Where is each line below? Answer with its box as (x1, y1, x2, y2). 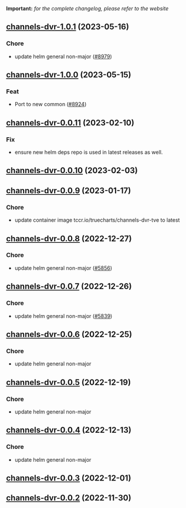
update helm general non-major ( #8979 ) (14, 53, 113, 60)
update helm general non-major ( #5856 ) (14, 264, 113, 272)
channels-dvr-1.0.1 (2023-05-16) (6, 22, 129, 32)
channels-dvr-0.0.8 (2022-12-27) (6, 233, 132, 243)
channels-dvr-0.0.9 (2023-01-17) (6, 185, 131, 195)
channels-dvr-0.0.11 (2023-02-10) (6, 117, 135, 128)
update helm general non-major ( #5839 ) (14, 312, 113, 319)
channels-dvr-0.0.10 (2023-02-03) (6, 165, 138, 175)
